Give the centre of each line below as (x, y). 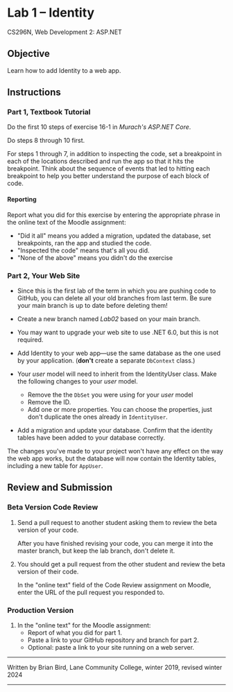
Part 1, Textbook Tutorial (49, 112)
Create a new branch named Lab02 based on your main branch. (109, 319)
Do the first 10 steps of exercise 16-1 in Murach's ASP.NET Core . (99, 127)
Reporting (22, 200)
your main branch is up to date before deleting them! (92, 305)
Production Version (41, 610)
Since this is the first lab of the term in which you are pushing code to (116, 291)
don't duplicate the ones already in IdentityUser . (97, 417)
